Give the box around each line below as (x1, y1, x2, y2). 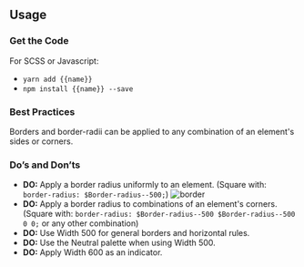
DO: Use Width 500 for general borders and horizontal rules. (22, 228, 250, 239)
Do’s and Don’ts (9, 159, 81, 171)
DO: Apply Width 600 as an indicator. (22, 247, 163, 258)
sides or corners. (9, 136, 74, 147)
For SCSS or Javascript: (9, 55, 99, 67)
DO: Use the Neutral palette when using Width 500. (22, 237, 216, 249)
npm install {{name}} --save (22, 84, 134, 94)
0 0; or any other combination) (22, 218, 139, 229)
